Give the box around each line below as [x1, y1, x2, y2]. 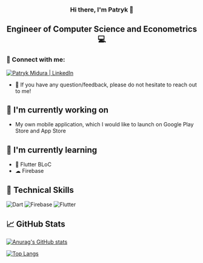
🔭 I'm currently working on [6, 105, 109, 115]
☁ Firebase [15, 167, 44, 175]
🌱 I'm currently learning [6, 144, 98, 155]
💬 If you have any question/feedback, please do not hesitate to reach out [15, 81, 197, 88]
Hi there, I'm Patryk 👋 [70, 5, 134, 14]
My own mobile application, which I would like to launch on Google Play [15, 121, 194, 128]
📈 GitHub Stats [6, 219, 65, 229]
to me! [15, 87, 32, 94]
